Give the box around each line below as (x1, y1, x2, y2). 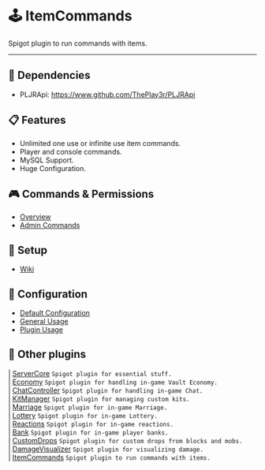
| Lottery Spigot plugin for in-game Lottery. (8, 410, 158, 420)
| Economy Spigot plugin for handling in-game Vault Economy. (8, 377, 218, 386)
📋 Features (8, 114, 66, 127)
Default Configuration (19, 308, 91, 317)
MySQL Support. (19, 155, 74, 165)
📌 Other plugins (8, 348, 87, 361)
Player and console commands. (19, 147, 122, 156)
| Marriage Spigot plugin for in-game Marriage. (8, 402, 168, 412)
